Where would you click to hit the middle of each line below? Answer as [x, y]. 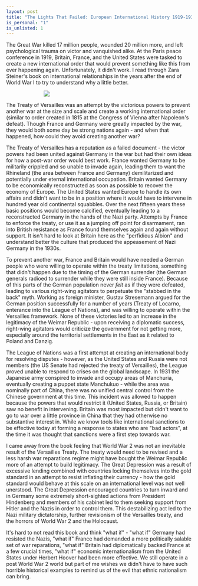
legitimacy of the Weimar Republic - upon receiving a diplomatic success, [95, 323]
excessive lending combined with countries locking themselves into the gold [99, 471]
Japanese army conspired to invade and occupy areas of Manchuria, [90, 378]
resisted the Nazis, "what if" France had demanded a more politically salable [99, 539]
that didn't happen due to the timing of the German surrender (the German [96, 272]
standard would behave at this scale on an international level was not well [95, 484]
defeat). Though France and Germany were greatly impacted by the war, [94, 124]
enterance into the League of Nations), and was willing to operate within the [98, 310]
